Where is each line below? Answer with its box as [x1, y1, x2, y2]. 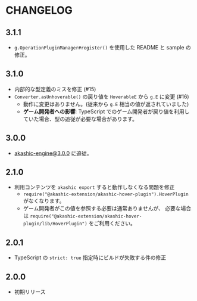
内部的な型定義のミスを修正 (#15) [14, 85, 96, 92]
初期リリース [14, 288, 46, 296]
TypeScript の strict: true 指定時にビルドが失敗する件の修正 [14, 254, 167, 261]
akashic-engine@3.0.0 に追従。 [14, 150, 92, 157]
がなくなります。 [23, 197, 65, 204]
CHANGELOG [5, 4, 73, 17]
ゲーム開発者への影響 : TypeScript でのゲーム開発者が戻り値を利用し [23, 108, 190, 115]
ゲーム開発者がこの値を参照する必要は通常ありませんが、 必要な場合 [23, 205, 192, 212]
